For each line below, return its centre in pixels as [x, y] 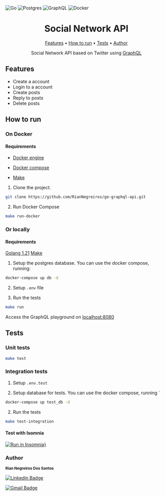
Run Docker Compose [36, 207]
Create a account [31, 81]
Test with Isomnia [25, 433]
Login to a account [33, 87]
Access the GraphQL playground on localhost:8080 [60, 317]
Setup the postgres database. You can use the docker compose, [81, 263]
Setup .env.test [30, 382]
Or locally [17, 229]
